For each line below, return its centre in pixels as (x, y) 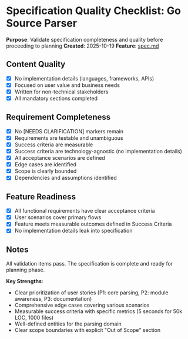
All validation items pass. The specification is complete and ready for (90, 264)
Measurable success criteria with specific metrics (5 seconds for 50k (98, 311)
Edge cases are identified (46, 165)
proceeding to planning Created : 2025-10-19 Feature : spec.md (83, 46)
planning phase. (26, 270)
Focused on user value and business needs (67, 85)
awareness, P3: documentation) (53, 299)
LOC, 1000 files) (34, 318)
